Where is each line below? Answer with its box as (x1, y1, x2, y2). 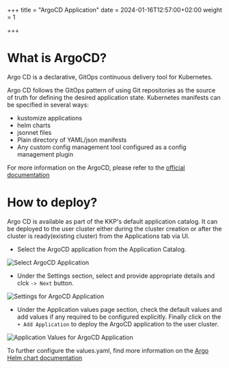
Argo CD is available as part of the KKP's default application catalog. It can (7, 217, 218, 225)
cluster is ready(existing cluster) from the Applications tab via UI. (7, 232, 190, 240)
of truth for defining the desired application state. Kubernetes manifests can (7, 93, 221, 101)
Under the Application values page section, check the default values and (16, 305, 222, 313)
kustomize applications (16, 114, 83, 122)
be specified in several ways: (7, 101, 89, 109)
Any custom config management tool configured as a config (16, 143, 187, 151)
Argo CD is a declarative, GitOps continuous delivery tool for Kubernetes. (7, 73, 213, 81)
